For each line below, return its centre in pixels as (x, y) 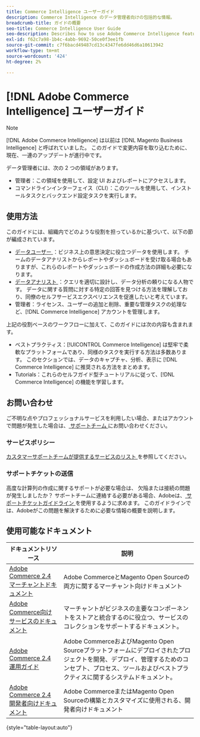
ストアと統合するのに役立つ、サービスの (132, 617)
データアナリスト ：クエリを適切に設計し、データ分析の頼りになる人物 (101, 282)
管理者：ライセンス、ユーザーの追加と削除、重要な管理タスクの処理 (98, 304)
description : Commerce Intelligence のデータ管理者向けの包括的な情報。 (90, 17)
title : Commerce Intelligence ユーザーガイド (60, 12)
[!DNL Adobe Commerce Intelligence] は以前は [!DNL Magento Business (94, 140)
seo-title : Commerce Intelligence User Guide (63, 28)
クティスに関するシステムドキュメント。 (120, 677)
